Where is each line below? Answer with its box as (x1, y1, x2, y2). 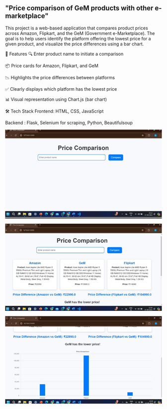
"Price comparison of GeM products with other (5, 4, 154, 12)
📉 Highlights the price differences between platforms (5, 74, 115, 80)
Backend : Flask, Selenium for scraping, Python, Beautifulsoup (5, 120, 133, 126)
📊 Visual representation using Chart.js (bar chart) (5, 96, 107, 102)
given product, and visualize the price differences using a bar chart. (5, 41, 144, 47)
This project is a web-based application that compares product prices (5, 25, 148, 31)
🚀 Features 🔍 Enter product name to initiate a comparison (5, 51, 124, 57)
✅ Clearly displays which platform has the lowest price (5, 86, 117, 92)
